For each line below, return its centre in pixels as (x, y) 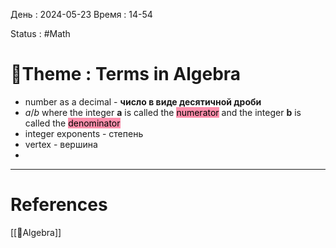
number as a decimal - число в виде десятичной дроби (143, 101)
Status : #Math (40, 33)
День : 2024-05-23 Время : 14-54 (81, 14)
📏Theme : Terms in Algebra (126, 74)
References (59, 205)
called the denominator (72, 123)
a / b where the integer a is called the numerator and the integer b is (163, 112)
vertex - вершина (61, 144)
